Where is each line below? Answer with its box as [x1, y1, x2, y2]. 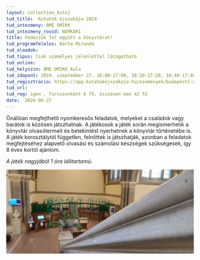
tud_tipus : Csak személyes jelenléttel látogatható [6, 54, 137, 59]
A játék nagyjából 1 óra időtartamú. [6, 158, 93, 165]
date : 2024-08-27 [6, 98, 52, 104]
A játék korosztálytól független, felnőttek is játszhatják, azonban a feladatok [6, 133, 192, 140]
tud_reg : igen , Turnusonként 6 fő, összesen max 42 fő [6, 91, 148, 98]
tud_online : [6, 59, 36, 65]
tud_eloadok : [6, 48, 39, 54]
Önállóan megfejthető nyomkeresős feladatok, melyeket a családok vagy [6, 114, 185, 121]
